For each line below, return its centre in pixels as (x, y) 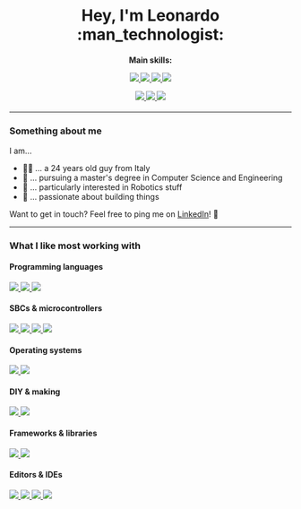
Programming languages (56, 267)
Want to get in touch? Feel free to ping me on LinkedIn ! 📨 (114, 214)
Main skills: (150, 60)
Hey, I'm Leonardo (150, 16)
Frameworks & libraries (53, 433)
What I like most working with (75, 246)
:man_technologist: (150, 35)
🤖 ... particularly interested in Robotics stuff (102, 187)
